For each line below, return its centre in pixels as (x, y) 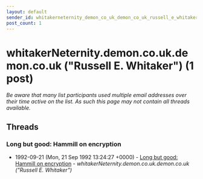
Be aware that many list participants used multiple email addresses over (97, 95)
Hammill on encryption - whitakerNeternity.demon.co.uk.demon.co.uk (102, 164)
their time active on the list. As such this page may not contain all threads (98, 102)
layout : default (27, 12)
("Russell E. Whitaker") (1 (129, 65)
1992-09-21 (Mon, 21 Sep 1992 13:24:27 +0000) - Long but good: (96, 157)
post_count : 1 (24, 23)
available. (19, 108)
